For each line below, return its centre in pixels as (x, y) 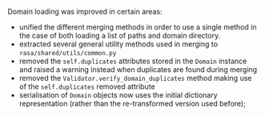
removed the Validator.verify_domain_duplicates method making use (135, 78)
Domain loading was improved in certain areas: (85, 12)
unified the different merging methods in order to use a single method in (138, 27)
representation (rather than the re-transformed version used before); (132, 104)
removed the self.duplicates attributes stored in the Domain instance (133, 61)
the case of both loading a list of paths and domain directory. (120, 36)
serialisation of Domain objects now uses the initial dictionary (118, 95)
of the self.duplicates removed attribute (87, 86)
